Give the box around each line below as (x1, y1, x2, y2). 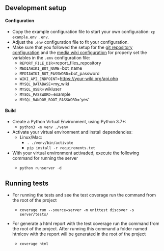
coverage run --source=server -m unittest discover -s (19, 208, 134, 213)
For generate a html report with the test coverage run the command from (12, 221, 160, 226)
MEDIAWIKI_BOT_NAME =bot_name (19, 65, 82, 71)
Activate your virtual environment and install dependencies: (12, 129, 133, 135)
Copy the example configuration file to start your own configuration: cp (12, 28, 156, 34)
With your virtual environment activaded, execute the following (12, 150, 139, 156)
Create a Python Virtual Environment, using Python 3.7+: (12, 118, 127, 124)
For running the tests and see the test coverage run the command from (12, 192, 156, 198)
